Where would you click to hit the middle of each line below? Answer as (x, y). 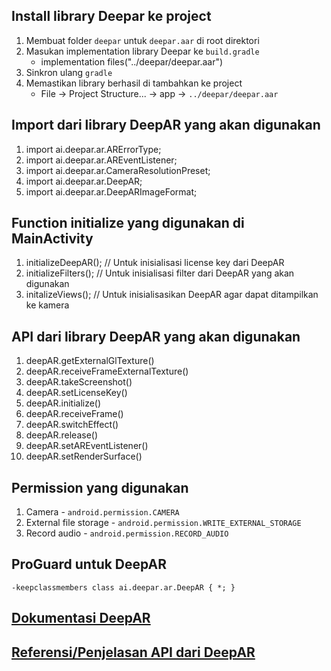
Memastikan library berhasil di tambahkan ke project (134, 83)
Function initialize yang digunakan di (128, 223)
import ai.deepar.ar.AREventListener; (101, 160)
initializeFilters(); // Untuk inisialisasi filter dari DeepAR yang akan (160, 273)
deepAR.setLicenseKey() (76, 393)
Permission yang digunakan (100, 487)
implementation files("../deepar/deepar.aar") (132, 61)
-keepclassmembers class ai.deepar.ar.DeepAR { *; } (123, 587)
